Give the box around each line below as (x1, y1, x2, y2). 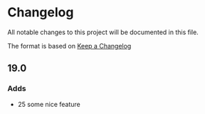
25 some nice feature (17, 100, 80, 108)
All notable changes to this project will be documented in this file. (7, 28, 199, 36)
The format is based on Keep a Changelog (7, 41, 132, 50)
